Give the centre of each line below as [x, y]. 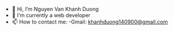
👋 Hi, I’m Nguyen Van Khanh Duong [55, 9]
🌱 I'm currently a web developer [51, 15]
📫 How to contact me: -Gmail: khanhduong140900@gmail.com [90, 22]
